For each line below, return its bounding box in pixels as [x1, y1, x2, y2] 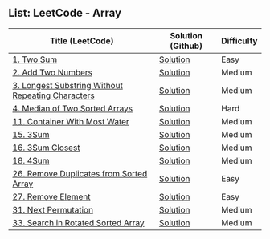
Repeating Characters [12, 90, 95, 101]
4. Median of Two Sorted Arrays [12, 103, 133, 114]
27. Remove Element [12, 191, 91, 202]
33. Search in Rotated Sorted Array [12, 217, 145, 228]
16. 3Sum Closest [12, 142, 80, 153]
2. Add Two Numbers [12, 67, 93, 78]
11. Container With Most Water [12, 115, 130, 127]
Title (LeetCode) [49, 35, 114, 47]
